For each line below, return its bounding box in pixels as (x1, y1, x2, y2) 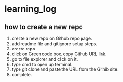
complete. (11, 72, 32, 77)
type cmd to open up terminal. (11, 62, 73, 67)
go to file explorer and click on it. (11, 56, 78, 62)
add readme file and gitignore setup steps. (11, 41, 97, 47)
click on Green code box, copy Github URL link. (11, 51, 107, 57)
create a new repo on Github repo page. (11, 35, 92, 41)
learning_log (4, 3, 57, 15)
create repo (11, 46, 35, 51)
